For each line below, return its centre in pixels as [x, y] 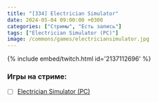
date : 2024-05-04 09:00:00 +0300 [55, 20]
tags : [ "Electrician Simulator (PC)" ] [63, 33]
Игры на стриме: [37, 76]
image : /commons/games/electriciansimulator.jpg [78, 39]
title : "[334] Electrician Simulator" [63, 13]
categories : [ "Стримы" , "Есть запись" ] [65, 26]
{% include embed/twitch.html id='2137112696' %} [79, 59]
